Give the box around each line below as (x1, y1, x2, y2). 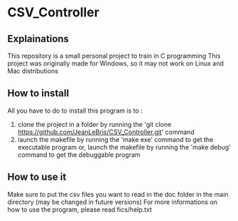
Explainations (7, 33, 70, 45)
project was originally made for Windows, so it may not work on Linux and (7, 59, 224, 68)
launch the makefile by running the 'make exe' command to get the (17, 135, 214, 143)
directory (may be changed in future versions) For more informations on (7, 197, 218, 206)
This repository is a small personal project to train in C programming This (7, 51, 221, 60)
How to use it (7, 171, 67, 183)
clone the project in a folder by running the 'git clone (17, 120, 172, 128)
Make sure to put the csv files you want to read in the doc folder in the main (7, 190, 229, 198)
